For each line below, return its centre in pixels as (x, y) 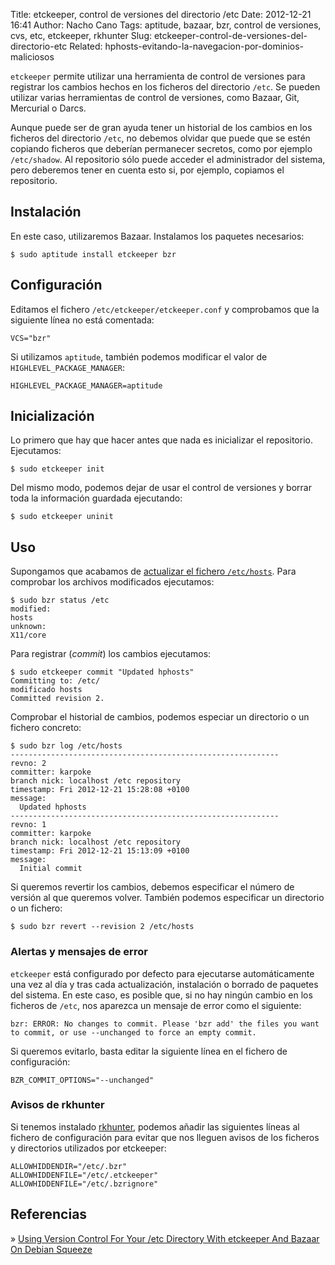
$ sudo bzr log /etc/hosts (66, 746)
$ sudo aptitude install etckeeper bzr (93, 254)
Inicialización (52, 416)
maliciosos (32, 57)
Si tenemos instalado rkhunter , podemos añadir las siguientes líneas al (155, 1126)
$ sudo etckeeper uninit (62, 517)
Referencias (49, 1214)
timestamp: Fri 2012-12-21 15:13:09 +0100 (100, 851)
